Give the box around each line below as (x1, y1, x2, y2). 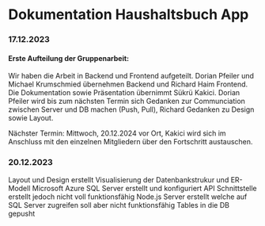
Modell (8, 183, 31, 193)
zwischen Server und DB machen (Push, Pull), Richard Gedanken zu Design (8, 105, 255, 114)
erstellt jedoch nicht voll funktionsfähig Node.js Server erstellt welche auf (8, 192, 248, 201)
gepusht (8, 209, 36, 218)
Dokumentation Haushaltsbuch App (8, 6, 249, 24)
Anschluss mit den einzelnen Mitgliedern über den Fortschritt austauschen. (8, 137, 253, 147)
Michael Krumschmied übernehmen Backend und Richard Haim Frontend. (8, 79, 248, 89)
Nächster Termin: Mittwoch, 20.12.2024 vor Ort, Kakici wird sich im (8, 128, 227, 138)
